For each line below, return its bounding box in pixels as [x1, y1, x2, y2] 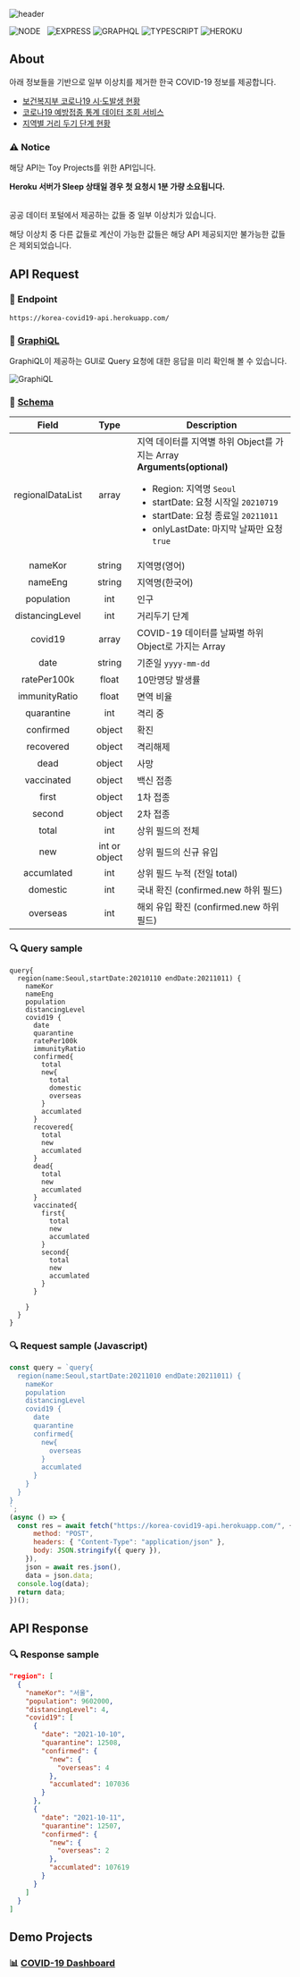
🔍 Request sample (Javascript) [9, 1339, 148, 1352]
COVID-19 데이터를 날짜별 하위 [137, 627, 264, 640]
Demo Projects [9, 1929, 94, 1945]
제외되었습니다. [18, 240, 72, 250]
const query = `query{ [9, 1362, 94, 1372]
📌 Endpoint [9, 293, 58, 306]
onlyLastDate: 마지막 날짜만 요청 [151, 523, 283, 536]
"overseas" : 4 [56, 1763, 110, 1772]
